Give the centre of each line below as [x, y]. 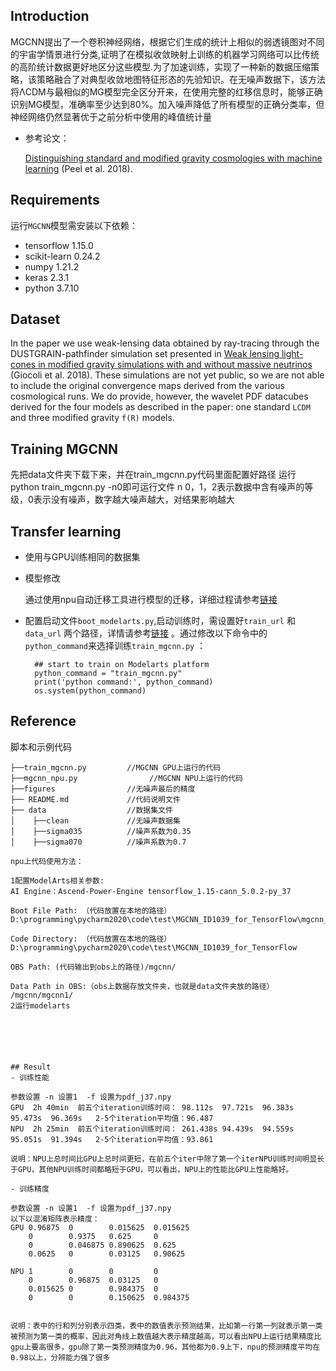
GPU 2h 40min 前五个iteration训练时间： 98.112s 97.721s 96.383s [152, 1107]
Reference [43, 721]
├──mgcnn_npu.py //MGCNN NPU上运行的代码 [127, 778]
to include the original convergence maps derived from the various [147, 386]
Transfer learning [66, 531]
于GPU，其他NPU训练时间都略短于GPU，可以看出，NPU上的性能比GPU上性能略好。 [152, 1169]
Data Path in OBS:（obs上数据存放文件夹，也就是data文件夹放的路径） [142, 986]
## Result [31, 1067]
